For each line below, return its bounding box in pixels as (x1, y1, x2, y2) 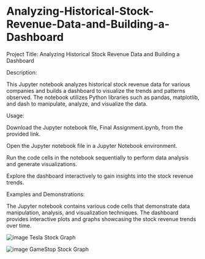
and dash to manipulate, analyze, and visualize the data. (6, 100, 148, 108)
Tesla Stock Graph (29, 233, 76, 241)
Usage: (6, 112, 24, 119)
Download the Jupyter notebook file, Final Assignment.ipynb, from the (6, 123, 184, 131)
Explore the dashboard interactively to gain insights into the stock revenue (6, 172, 194, 180)
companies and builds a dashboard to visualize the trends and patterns (6, 87, 185, 94)
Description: (6, 68, 37, 76)
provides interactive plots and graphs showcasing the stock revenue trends (6, 215, 196, 222)
